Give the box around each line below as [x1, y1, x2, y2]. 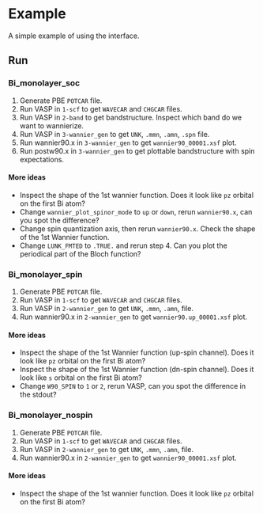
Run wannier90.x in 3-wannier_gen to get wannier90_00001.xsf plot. [19, 138, 237, 147]
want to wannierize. [19, 120, 85, 131]
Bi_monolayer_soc [8, 78, 81, 89]
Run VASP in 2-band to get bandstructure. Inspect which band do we [19, 112, 242, 122]
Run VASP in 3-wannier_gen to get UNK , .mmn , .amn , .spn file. [19, 129, 210, 139]
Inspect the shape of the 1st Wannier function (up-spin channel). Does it [19, 348, 254, 357]
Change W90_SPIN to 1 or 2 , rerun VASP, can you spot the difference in [19, 382, 246, 391]
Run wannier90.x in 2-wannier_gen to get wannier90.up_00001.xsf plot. [19, 312, 247, 321]
